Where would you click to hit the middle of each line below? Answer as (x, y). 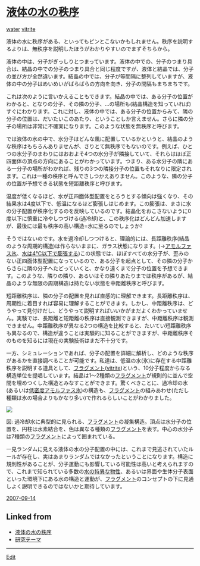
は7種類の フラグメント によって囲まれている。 (62, 436)
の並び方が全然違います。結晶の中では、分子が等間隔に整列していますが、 (97, 76)
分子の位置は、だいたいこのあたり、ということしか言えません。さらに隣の (97, 118)
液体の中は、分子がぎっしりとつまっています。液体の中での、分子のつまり (97, 61)
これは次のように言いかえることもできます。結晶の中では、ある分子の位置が (100, 96)
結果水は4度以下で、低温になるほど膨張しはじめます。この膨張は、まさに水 (99, 204)
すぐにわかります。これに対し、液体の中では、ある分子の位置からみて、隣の (100, 111)
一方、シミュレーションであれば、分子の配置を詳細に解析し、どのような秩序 (100, 353)
